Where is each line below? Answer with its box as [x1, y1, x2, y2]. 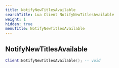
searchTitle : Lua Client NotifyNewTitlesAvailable [5, 12, 114, 17]
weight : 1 [5, 17, 26, 22]
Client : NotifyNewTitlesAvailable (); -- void [5, 58, 101, 63]
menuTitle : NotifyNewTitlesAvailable [5, 26, 85, 31]
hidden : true [5, 21, 33, 27]
